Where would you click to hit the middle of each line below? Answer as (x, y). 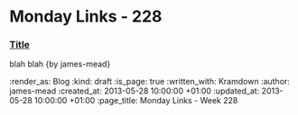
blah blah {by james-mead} (60, 64)
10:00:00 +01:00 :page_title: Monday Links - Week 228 (136, 101)
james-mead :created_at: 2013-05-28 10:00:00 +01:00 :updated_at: (135, 91)
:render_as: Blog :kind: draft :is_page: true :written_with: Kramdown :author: (150, 82)
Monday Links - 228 (86, 17)
